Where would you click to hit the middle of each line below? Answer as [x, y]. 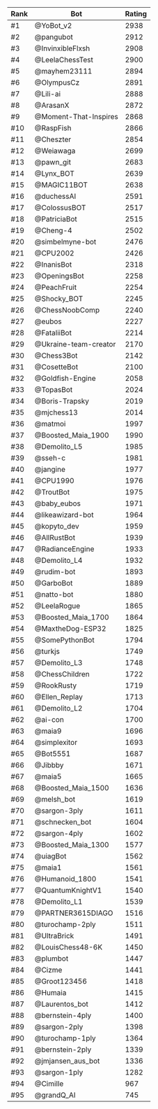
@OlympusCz [57, 82]
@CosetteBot [56, 367]
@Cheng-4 [53, 230]
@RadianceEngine [64, 549]
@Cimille [49, 1083]
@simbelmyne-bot [65, 242]
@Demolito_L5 [58, 446]
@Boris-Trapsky [62, 401]
